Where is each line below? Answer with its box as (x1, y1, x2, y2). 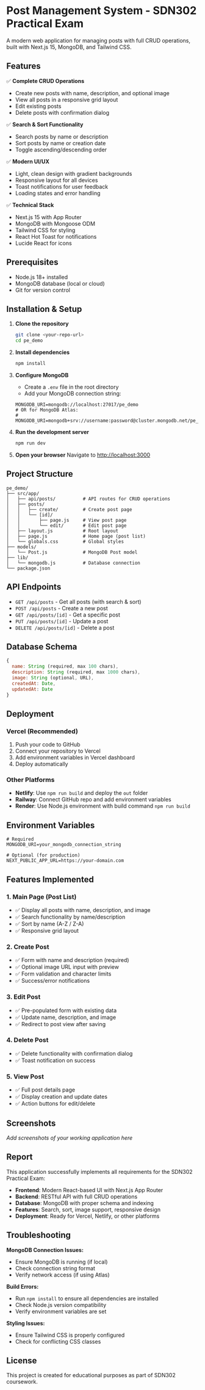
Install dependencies (15, 349, 70, 356)
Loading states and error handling (15, 189, 101, 197)
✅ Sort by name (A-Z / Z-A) (15, 920, 84, 927)
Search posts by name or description (15, 132, 109, 140)
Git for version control (15, 286, 71, 294)
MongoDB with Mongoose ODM (15, 220, 96, 227)
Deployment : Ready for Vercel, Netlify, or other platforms (15, 1212, 160, 1220)
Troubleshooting (6, 1230, 71, 1240)
